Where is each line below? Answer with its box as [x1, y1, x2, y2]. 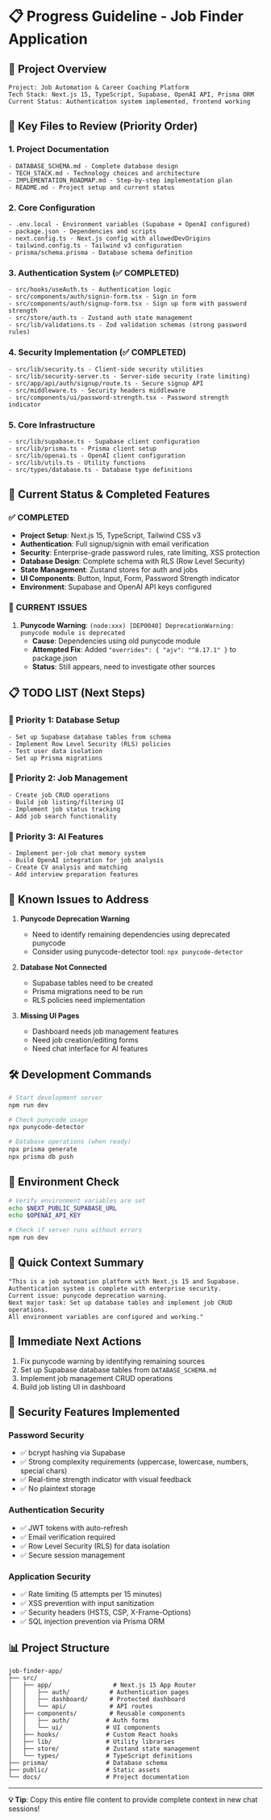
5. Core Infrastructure [8, 419, 95, 430]
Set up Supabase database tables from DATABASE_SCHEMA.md [19, 1364, 217, 1375]
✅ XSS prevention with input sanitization [19, 1598, 155, 1607]
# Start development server [8, 1093, 103, 1102]
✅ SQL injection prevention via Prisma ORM [19, 1616, 165, 1626]
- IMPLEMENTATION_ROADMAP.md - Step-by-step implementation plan [8, 176, 232, 184]
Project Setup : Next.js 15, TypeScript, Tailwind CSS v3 [19, 530, 202, 540]
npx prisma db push [8, 1153, 74, 1161]
